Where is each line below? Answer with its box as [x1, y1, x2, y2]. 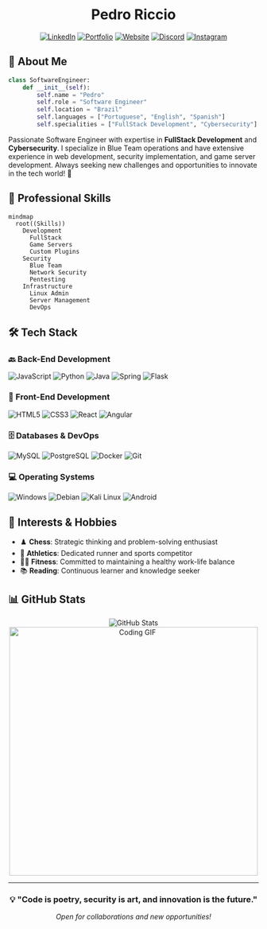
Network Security [29, 268, 87, 276]
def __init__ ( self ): [22, 84, 91, 91]
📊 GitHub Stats [8, 593, 86, 606]
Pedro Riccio [91, 6, 176, 24]
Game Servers [29, 240, 73, 248]
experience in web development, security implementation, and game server [8, 151, 256, 161]
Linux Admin [29, 289, 69, 297]
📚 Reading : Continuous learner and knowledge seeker [19, 566, 200, 576]
